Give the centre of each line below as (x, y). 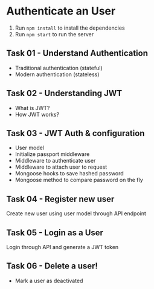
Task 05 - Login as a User (55, 232)
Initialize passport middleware (52, 154)
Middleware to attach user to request (61, 167)
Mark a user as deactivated (49, 281)
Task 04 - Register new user (60, 199)
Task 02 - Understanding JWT (64, 93)
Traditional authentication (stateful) (59, 68)
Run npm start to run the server (54, 34)
